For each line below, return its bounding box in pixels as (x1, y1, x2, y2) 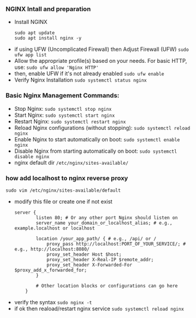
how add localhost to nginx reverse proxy (5, 174, 128, 182)
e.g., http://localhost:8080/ (14, 246, 90, 252)
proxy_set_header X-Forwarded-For (46, 262, 133, 268)
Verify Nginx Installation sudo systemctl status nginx (14, 77, 147, 84)
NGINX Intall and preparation (5, 5, 91, 13)
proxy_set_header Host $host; (46, 251, 122, 258)
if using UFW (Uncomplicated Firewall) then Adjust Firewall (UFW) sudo (14, 46, 189, 53)
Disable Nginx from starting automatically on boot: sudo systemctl (14, 147, 177, 155)
